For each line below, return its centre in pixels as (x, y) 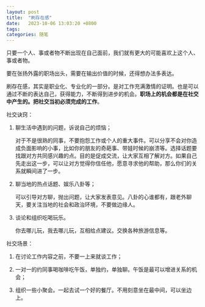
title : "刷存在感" (29, 18)
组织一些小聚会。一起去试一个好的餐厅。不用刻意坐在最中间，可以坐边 (103, 290)
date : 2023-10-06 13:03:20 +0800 (52, 23)
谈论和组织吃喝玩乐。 (42, 218)
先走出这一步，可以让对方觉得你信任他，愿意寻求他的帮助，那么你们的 (103, 164)
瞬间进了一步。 (45, 171)
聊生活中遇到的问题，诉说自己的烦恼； (63, 128)
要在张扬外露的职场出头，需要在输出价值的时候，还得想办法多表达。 (92, 73)
